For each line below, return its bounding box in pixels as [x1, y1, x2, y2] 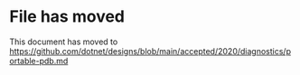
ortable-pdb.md [9, 55, 69, 66]
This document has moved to [9, 36, 118, 47]
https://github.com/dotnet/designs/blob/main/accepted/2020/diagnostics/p [9, 45, 292, 56]
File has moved [9, 6, 125, 27]
